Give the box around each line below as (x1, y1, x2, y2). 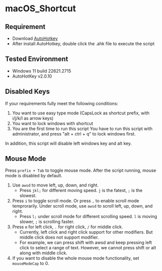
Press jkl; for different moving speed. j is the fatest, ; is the (19, 188, 143, 193)
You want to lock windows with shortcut (12, 120, 93, 126)
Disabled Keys (5, 87, 50, 96)
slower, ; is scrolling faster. (19, 219, 75, 225)
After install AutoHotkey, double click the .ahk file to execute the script (12, 41, 155, 47)
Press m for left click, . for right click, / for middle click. (12, 224, 123, 230)
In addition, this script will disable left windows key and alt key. (5, 140, 132, 146)
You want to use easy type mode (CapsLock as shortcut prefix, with (12, 110, 150, 116)
